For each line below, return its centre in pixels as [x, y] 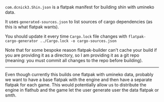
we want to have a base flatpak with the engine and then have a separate [79, 80]
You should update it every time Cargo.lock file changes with [66, 36]
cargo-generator [21, 41]
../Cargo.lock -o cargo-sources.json [78, 41]
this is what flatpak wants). [32, 27]
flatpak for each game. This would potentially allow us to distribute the [76, 85]
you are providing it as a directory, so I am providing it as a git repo [72, 55]
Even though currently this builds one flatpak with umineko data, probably [79, 74]
